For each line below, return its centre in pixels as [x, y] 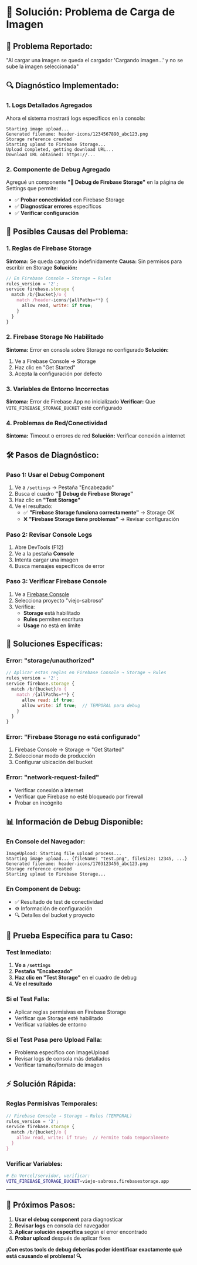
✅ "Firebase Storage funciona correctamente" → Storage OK [99, 513]
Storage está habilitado [52, 613]
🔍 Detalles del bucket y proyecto [55, 915]
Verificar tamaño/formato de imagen [58, 1065]
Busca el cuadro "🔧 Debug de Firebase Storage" [74, 494]
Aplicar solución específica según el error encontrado [81, 1232]
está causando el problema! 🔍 [44, 1256]
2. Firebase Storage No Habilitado [55, 337]
